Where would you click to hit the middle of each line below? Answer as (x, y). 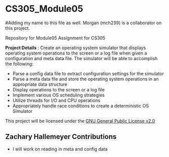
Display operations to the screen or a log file (59, 89)
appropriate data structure (40, 84)
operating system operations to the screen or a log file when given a (76, 53)
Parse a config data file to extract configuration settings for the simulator (88, 73)
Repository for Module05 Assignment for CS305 (55, 38)
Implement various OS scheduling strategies (59, 95)
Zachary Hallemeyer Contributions (61, 137)
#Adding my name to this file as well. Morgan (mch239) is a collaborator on (83, 23)
